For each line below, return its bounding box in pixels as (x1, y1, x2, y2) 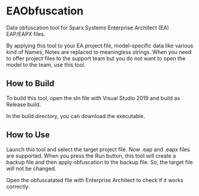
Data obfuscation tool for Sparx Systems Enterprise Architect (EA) (6, 24, 170, 31)
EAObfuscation (6, 4, 84, 18)
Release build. (6, 101, 41, 108)
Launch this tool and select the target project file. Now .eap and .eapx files (6, 146, 190, 153)
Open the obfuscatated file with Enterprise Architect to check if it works (6, 176, 184, 183)
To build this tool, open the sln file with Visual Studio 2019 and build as (6, 94, 180, 101)
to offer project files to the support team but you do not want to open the (6, 55, 186, 62)
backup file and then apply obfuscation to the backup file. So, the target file (6, 158, 193, 165)
